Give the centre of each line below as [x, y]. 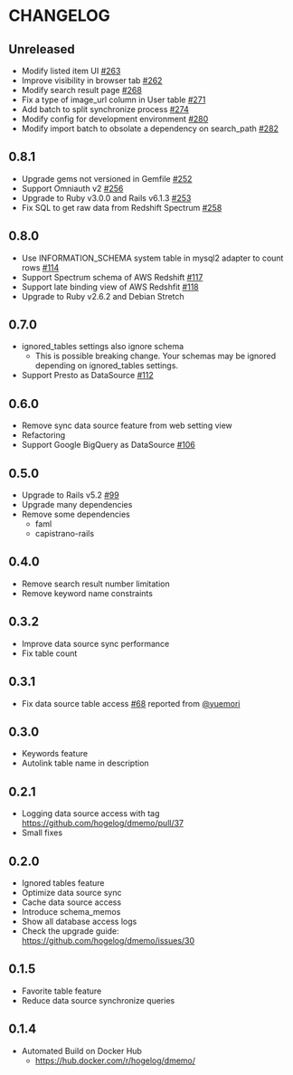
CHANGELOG [59, 16]
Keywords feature [54, 754]
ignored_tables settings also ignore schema [103, 347]
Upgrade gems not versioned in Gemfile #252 [107, 178]
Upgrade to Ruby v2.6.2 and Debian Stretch [103, 296]
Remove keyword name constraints [87, 593]
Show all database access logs [79, 921]
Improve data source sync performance [95, 643]
